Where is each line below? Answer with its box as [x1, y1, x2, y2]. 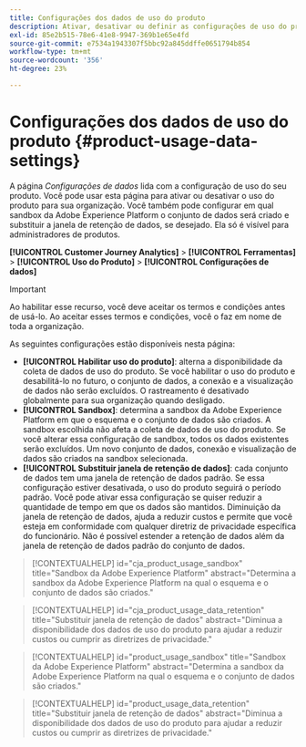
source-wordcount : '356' [9, 56, 104, 65]
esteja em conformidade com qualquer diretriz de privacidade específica [22, 521, 297, 532]
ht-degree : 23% [9, 65, 67, 74]
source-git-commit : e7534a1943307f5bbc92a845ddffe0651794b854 [9, 38, 250, 48]
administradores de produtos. [9, 229, 121, 240]
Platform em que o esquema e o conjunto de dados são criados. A [22, 414, 271, 425]
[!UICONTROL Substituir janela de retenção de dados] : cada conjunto [22, 462, 289, 473]
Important [9, 284, 46, 295]
